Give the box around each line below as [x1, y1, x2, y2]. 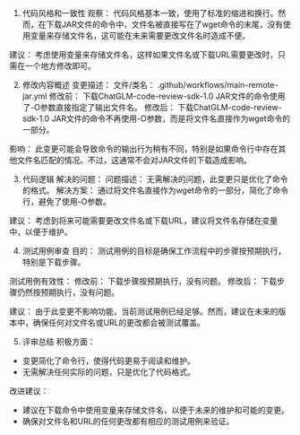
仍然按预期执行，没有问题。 [16, 287, 119, 298]
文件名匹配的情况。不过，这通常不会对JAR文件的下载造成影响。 [16, 155, 253, 165]
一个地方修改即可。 [24, 61, 96, 71]
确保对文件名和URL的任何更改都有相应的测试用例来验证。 [21, 416, 235, 426]
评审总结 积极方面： [21, 336, 96, 347]
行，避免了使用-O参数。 [21, 196, 111, 206]
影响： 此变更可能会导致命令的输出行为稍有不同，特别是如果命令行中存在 [9, 144, 279, 154]
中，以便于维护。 [9, 227, 73, 237]
